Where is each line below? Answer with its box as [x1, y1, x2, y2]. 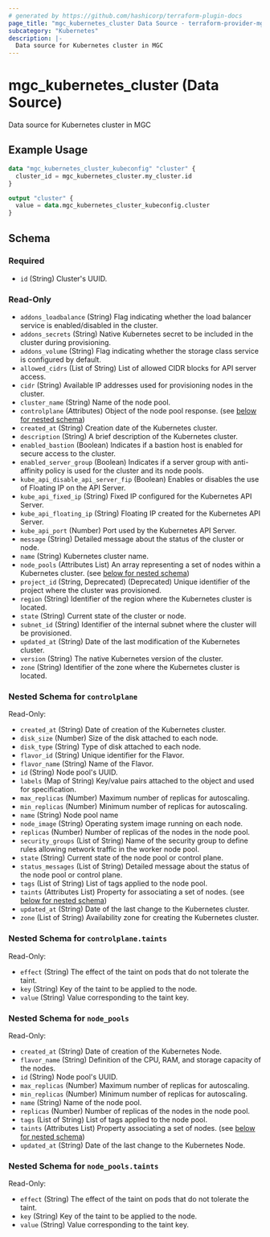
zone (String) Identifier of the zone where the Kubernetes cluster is [19, 663, 240, 672]
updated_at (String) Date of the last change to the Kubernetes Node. [19, 1140, 246, 1150]
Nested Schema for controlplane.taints [8, 933, 167, 944]
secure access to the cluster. [19, 449, 117, 458]
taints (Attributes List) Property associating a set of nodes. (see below [19, 1124, 256, 1132]
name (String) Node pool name [19, 810, 119, 820]
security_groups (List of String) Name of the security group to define [19, 836, 249, 845]
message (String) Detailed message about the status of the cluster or [19, 534, 244, 544]
